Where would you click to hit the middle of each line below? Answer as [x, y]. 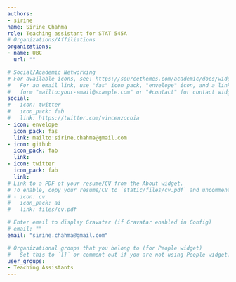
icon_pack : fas [36, 131]
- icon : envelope [33, 124]
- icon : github [29, 144]
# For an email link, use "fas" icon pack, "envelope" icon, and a [111, 85]
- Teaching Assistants [40, 268]
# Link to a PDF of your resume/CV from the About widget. [96, 184]
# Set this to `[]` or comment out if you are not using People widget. [119, 255]
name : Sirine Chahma [38, 27]
